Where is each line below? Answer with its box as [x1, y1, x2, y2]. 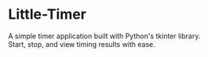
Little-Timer [8, 5, 86, 23]
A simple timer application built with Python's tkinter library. [8, 31, 201, 41]
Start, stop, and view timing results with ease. [8, 39, 155, 48]
